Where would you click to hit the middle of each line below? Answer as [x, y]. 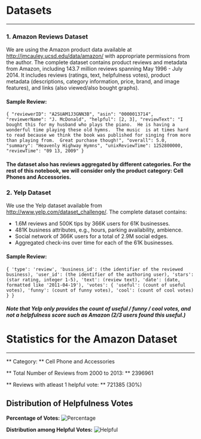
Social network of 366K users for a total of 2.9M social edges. [92, 236]
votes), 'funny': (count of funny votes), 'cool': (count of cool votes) [100, 290]
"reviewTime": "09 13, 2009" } [45, 151]
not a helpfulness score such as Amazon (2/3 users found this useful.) [96, 315]
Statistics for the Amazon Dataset [92, 339]
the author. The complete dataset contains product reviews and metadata [97, 62]
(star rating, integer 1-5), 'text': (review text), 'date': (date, [93, 279]
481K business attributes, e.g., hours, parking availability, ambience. [99, 230]
